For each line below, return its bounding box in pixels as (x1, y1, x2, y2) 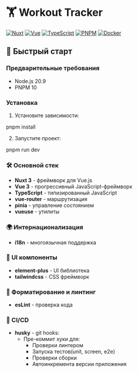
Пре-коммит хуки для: (23, 335, 80, 343)
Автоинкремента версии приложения (32, 361, 127, 368)
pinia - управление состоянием (14, 202, 95, 209)
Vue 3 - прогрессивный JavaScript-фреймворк (14, 183, 133, 190)
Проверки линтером (32, 342, 83, 349)
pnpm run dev (6, 146, 40, 153)
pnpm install (6, 123, 36, 130)
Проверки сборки (32, 354, 78, 361)
